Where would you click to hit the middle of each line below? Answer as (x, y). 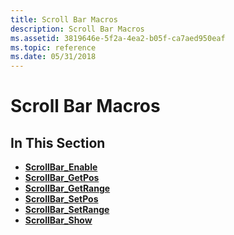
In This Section (58, 142)
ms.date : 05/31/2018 (53, 57)
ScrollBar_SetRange (67, 210)
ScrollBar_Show (58, 220)
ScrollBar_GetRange (67, 188)
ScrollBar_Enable (61, 167)
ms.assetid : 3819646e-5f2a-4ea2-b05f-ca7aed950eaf (118, 38)
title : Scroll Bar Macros (64, 19)
